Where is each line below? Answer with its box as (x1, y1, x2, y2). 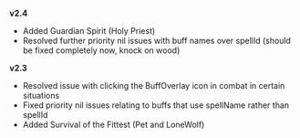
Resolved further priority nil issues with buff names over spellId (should (22, 36, 292, 46)
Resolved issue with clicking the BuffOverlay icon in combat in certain (22, 80, 285, 90)
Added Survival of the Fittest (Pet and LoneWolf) (22, 119, 205, 130)
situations (22, 90, 60, 101)
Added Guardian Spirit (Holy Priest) (22, 26, 156, 36)
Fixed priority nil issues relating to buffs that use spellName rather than (22, 100, 290, 111)
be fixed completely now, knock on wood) (22, 45, 181, 56)
